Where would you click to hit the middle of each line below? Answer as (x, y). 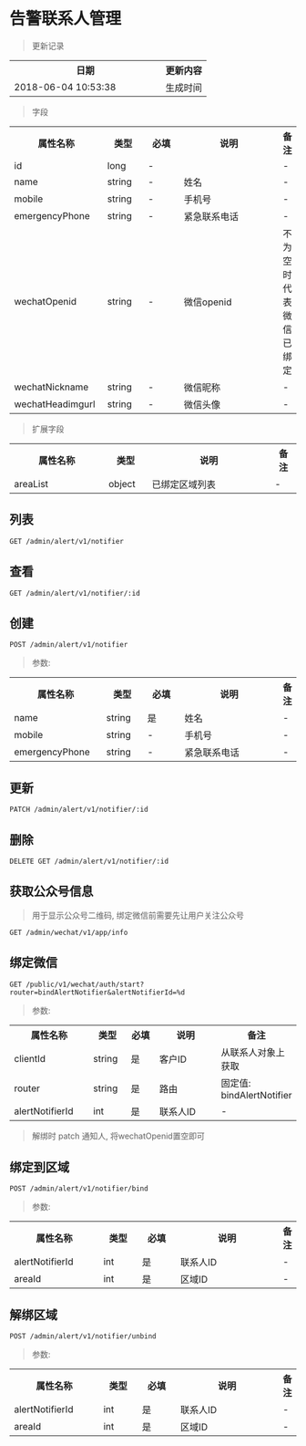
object (122, 484)
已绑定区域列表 (184, 484)
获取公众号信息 (51, 892)
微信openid (208, 302)
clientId (30, 1058)
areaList (31, 484)
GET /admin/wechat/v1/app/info (69, 932)
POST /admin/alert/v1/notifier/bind (79, 1189)
